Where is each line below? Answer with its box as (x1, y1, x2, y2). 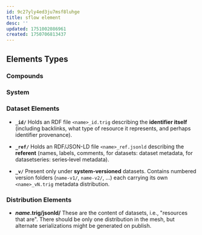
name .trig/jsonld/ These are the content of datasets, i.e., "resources (15, 209, 188, 216)
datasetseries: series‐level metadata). (15, 156, 109, 163)
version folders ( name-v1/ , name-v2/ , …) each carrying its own (15, 174, 168, 181)
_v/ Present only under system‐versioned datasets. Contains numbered (15, 167, 197, 174)
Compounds (6, 72, 44, 81)
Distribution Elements (6, 195, 72, 204)
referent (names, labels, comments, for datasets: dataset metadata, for (15, 149, 193, 156)
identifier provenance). (15, 131, 73, 138)
